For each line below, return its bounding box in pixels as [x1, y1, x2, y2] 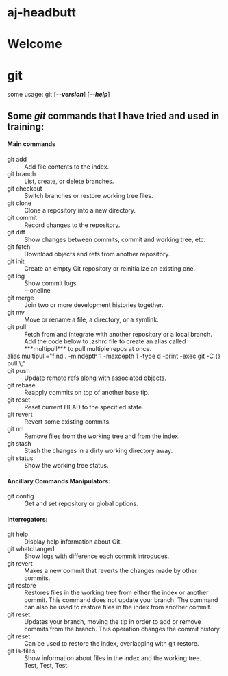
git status [7, 454, 34, 462]
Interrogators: [7, 515, 48, 523]
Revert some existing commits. [24, 417, 111, 426]
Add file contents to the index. [24, 162, 110, 171]
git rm [7, 424, 24, 433]
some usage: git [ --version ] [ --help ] [7, 90, 111, 99]
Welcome [7, 36, 62, 52]
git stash [7, 439, 32, 447]
